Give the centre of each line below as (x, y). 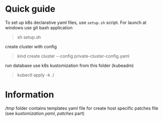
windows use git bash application (39, 27)
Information (29, 95)
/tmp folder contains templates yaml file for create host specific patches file (82, 108)
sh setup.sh (29, 37)
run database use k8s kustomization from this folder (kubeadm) (69, 65)
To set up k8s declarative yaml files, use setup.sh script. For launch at (76, 22)
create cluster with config (31, 46)
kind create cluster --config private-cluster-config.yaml (73, 56)
